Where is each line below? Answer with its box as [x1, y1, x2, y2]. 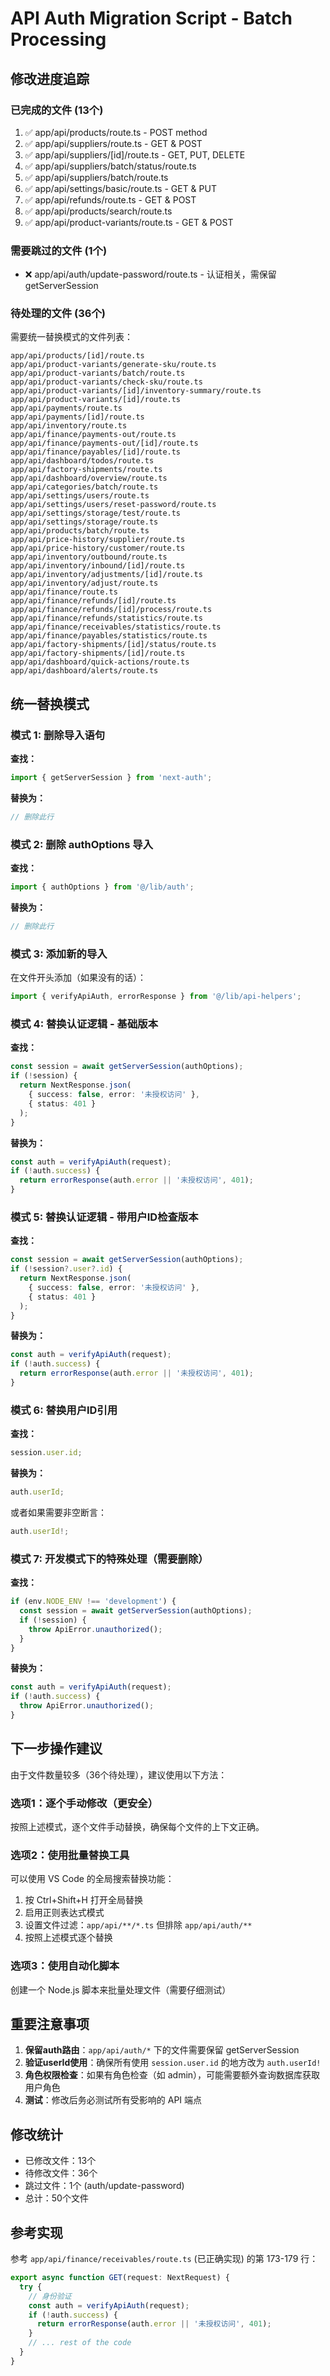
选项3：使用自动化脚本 [10, 1959, 120, 1973]
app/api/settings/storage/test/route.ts [10, 508, 182, 519]
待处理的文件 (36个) [10, 307, 106, 321]
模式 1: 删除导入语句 [10, 728, 106, 742]
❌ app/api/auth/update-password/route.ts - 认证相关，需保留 [24, 268, 277, 281]
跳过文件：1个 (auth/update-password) [24, 2180, 185, 2192]
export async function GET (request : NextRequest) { [10, 2273, 230, 2283]
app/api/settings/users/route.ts [10, 491, 150, 501]
